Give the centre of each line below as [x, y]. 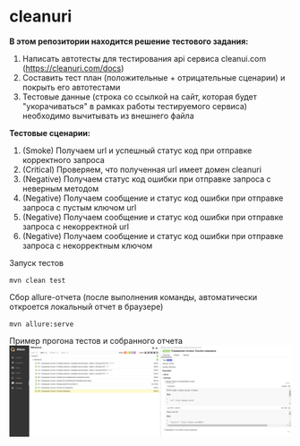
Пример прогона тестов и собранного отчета [96, 340]
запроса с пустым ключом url [79, 207]
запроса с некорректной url [76, 227]
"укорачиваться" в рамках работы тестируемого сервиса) [135, 106]
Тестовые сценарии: [50, 133]
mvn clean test [38, 280]
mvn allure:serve [42, 324]
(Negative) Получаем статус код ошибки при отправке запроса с [146, 179]
